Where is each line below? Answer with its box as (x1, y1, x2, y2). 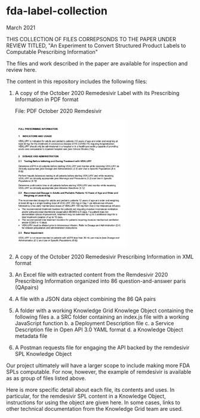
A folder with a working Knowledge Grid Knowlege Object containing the (14, 307, 194, 315)
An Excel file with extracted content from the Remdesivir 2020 (14, 271, 168, 279)
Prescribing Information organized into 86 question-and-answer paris (14, 277, 186, 285)
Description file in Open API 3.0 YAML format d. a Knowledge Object (14, 326, 183, 333)
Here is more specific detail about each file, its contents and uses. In (6, 386, 175, 393)
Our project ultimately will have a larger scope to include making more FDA (6, 362, 190, 369)
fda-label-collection (6, 4, 107, 18)
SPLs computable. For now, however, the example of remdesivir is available (6, 368, 192, 376)
